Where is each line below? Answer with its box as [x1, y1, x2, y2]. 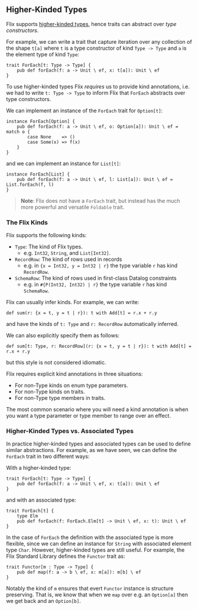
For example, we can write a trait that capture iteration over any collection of [6, 38, 192, 45]
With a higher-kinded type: [6, 464, 72, 472]
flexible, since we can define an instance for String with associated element [6, 540, 192, 547]
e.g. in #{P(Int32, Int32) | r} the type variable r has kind [23, 281, 167, 288]
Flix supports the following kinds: [6, 232, 87, 239]
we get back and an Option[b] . [6, 598, 81, 605]
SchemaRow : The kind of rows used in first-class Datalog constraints [14, 275, 177, 282]
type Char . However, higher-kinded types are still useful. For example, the [6, 547, 185, 554]
